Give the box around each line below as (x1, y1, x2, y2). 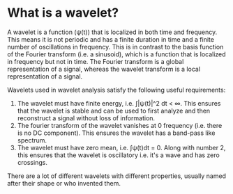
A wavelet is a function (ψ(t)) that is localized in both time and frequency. (7, 28, 218, 36)
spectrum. (17, 136, 47, 144)
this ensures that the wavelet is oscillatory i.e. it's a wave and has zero (17, 151, 220, 159)
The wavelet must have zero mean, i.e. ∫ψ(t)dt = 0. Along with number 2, (17, 143, 226, 152)
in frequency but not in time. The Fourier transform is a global (7, 57, 184, 65)
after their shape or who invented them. (7, 179, 121, 187)
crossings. (17, 158, 47, 166)
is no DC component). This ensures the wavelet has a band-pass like (17, 129, 216, 137)
